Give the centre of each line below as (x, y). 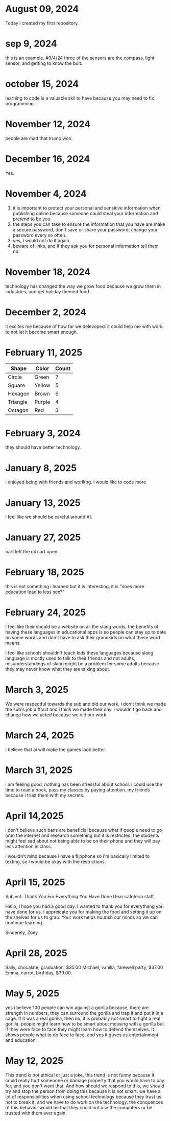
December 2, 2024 (46, 312)
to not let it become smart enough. (42, 332)
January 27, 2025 (43, 538)
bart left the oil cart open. (32, 552)
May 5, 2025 (32, 993)
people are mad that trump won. (39, 138)
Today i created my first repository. (42, 23)
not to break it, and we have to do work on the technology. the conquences (84, 1102)
